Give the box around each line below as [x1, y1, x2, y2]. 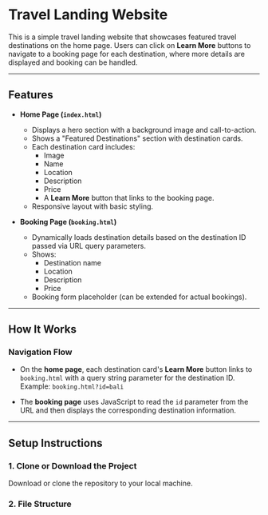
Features [8, 88, 53, 102]
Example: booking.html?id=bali [19, 381, 124, 391]
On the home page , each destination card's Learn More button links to [19, 365, 253, 374]
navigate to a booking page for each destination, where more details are [8, 49, 246, 58]
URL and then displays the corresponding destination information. [19, 405, 237, 415]
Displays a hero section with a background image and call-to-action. [31, 125, 257, 134]
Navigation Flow [8, 346, 73, 357]
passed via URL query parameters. [31, 241, 146, 250]
